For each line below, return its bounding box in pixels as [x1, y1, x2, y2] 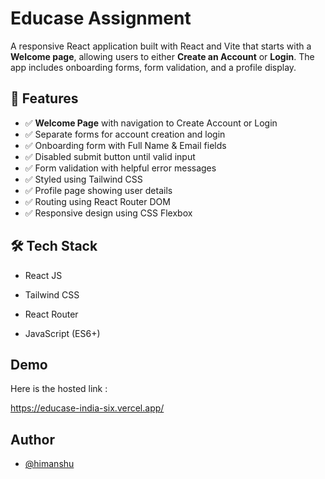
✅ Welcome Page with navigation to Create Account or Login [24, 117, 278, 129]
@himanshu [24, 458, 75, 470]
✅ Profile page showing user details [24, 184, 173, 196]
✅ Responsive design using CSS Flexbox [24, 207, 193, 219]
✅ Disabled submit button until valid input [24, 150, 196, 162]
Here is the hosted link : [10, 383, 108, 395]
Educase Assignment [10, 7, 192, 30]
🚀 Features [10, 90, 79, 107]
